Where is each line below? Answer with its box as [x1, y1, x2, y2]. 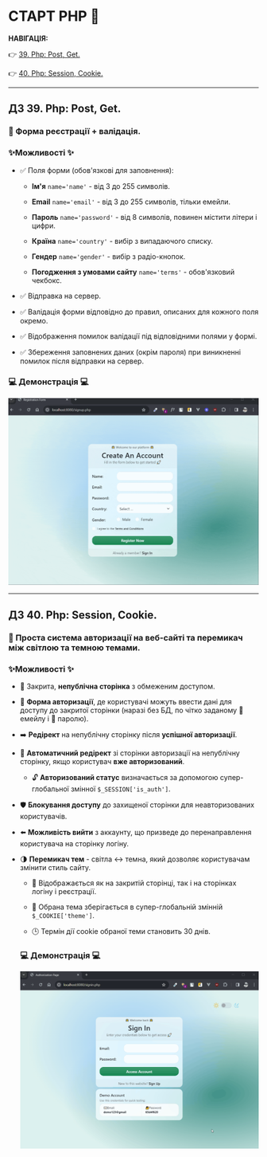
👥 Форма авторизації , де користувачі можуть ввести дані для [19, 696, 232, 706]
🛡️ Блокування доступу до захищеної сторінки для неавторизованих [19, 800, 255, 810]
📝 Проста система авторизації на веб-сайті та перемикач [8, 632, 244, 643]
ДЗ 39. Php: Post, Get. [8, 102, 122, 116]
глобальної [31, 784, 70, 794]
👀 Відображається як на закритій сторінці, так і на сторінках [31, 878, 237, 888]
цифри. [31, 221, 56, 230]
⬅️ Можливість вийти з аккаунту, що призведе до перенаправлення [19, 827, 252, 837]
